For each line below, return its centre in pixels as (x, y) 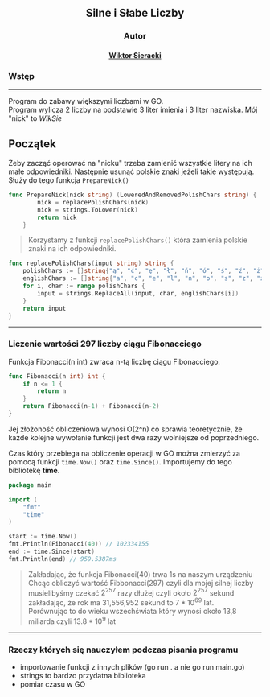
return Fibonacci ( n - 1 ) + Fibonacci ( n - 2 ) (91, 406)
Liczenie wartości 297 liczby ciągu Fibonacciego (105, 344)
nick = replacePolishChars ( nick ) (93, 202)
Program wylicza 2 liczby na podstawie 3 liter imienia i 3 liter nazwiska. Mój (133, 110)
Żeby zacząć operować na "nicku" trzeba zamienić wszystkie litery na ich (131, 163)
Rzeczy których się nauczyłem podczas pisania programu (123, 650)
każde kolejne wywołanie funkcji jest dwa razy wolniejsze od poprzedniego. (134, 437)
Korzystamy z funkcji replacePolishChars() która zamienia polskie (137, 240)
